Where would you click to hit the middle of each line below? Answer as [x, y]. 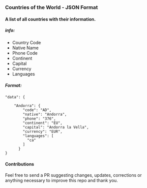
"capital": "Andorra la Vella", [56, 127]
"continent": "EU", [43, 123]
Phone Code [25, 53]
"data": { [15, 97]
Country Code [27, 43]
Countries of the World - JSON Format [52, 7]
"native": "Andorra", [45, 115]
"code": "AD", [37, 110]
